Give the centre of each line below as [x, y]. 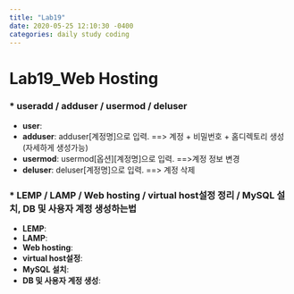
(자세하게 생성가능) [55, 147]
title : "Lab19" [38, 17]
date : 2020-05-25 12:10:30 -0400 [71, 26]
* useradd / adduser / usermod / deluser [98, 106]
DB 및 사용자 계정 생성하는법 [79, 208]
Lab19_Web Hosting [84, 78]
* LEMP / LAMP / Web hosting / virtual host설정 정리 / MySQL [142, 195]
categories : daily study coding [69, 34]
